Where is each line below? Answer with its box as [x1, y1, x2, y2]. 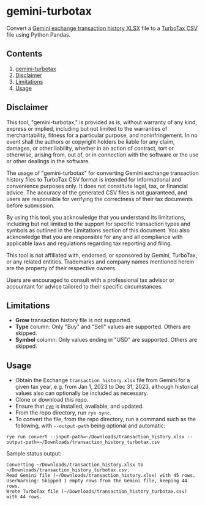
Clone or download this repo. [15, 396, 89, 404]
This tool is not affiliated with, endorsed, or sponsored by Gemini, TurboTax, [6, 251, 198, 259]
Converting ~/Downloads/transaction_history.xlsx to [6, 462, 144, 468]
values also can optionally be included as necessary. [15, 389, 149, 397]
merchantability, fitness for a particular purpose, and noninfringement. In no [6, 131, 198, 139]
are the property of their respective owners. [6, 264, 117, 271]
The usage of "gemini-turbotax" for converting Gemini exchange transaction [6, 169, 199, 177]
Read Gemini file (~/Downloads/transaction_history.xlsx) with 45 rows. [6, 473, 196, 479]
